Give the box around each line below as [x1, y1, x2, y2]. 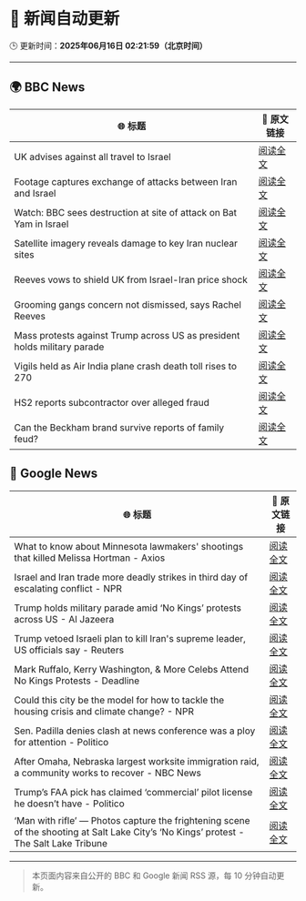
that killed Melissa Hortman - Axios [14, 552, 166, 564]
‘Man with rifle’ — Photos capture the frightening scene [14, 814, 250, 826]
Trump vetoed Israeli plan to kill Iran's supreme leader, [14, 632, 246, 644]
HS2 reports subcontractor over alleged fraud [14, 396, 209, 409]
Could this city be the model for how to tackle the [14, 693, 225, 706]
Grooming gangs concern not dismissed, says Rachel [14, 298, 241, 310]
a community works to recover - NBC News [14, 766, 202, 779]
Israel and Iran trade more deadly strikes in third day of [14, 571, 249, 583]
